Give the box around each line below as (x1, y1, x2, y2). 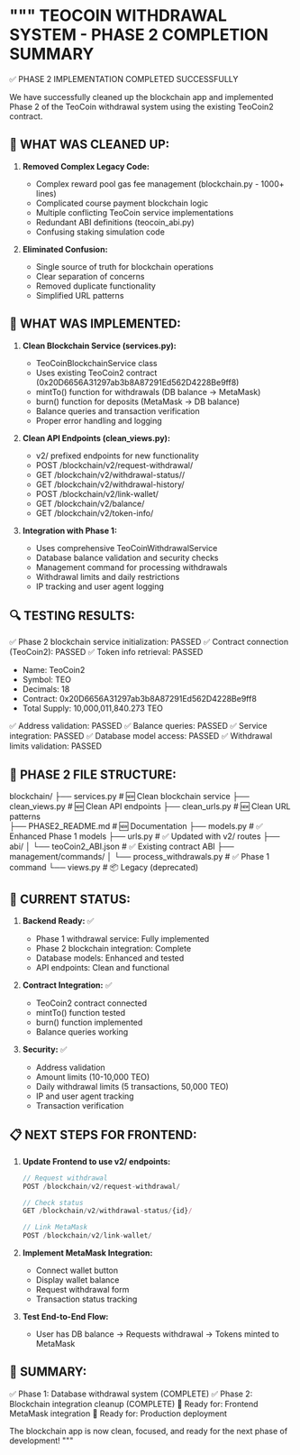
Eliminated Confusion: (22, 244, 108, 254)
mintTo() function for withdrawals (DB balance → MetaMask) (35, 386, 261, 397)
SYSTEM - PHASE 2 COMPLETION (9, 24, 268, 45)
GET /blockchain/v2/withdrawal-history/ (35, 479, 185, 490)
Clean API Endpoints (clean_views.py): (22, 432, 171, 443)
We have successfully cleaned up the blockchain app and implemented (9, 91, 274, 102)
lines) (35, 188, 57, 198)
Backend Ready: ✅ (22, 916, 95, 925)
